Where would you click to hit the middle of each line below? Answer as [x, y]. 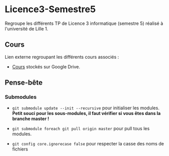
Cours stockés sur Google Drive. [46, 66]
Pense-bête [24, 83]
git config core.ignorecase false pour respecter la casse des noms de [88, 144]
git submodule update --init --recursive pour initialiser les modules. [86, 108]
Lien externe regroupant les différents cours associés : [62, 57]
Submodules [21, 97]
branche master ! [30, 119]
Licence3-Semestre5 [50, 9]
